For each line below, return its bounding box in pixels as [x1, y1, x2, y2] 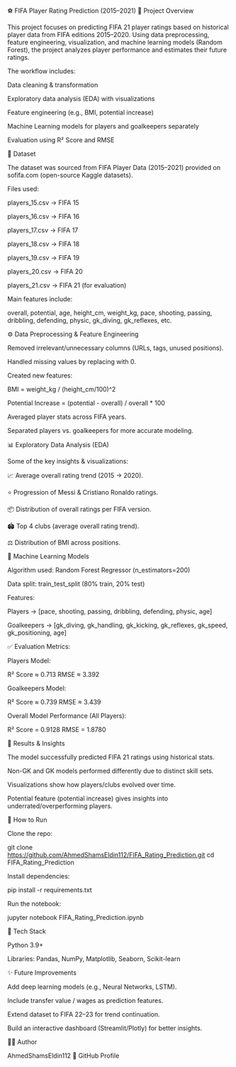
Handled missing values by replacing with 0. [7, 358, 137, 365]
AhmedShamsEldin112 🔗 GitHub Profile [7, 1051, 120, 1060]
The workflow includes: [7, 67, 76, 75]
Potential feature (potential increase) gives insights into [7, 794, 169, 803]
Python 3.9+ [7, 941, 44, 949]
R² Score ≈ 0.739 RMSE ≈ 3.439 [7, 698, 101, 706]
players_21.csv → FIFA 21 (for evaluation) [7, 281, 127, 289]
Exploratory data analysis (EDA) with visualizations [7, 95, 155, 102]
